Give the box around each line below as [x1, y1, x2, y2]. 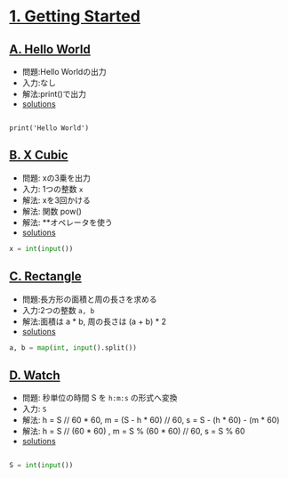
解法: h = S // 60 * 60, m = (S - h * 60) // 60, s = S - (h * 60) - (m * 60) [21, 415, 280, 425]
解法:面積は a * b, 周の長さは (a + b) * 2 [21, 316, 167, 327]
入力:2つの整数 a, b [21, 304, 95, 315]
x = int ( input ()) [9, 244, 74, 253]
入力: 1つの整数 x [21, 183, 84, 194]
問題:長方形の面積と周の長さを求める [21, 294, 157, 304]
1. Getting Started [9, 6, 140, 27]
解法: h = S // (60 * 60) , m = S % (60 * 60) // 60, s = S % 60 [21, 425, 246, 437]
